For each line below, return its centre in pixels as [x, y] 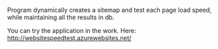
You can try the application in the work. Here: [72, 31]
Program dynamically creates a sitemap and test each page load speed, [110, 10]
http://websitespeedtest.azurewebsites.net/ [69, 38]
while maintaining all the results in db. [61, 17]
